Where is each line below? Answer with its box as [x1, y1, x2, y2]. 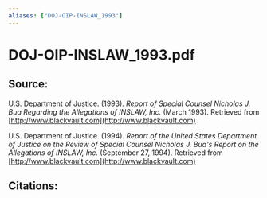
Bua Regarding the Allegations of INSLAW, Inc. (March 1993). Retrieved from [8, 107, 260, 116]
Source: [8, 77, 49, 91]
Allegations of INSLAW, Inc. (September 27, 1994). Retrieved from [8, 148, 223, 157]
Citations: [8, 180, 58, 193]
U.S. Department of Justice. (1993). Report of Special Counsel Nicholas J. [8, 99, 251, 108]
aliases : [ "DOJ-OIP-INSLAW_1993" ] [8, 11, 124, 20]
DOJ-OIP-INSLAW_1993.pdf [8, 45, 195, 64]
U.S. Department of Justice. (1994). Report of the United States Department [8, 130, 257, 140]
